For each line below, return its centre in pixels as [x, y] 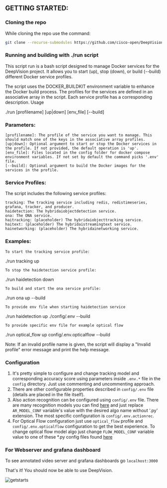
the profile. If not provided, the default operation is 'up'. [72, 148]
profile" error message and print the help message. [58, 349]
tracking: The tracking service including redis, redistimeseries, [77, 203]
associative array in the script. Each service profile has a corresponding [79, 97]
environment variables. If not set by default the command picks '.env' [82, 157]
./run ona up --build [25, 298]
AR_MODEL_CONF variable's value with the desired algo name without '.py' [85, 411]
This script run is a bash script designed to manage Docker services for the [83, 66]
